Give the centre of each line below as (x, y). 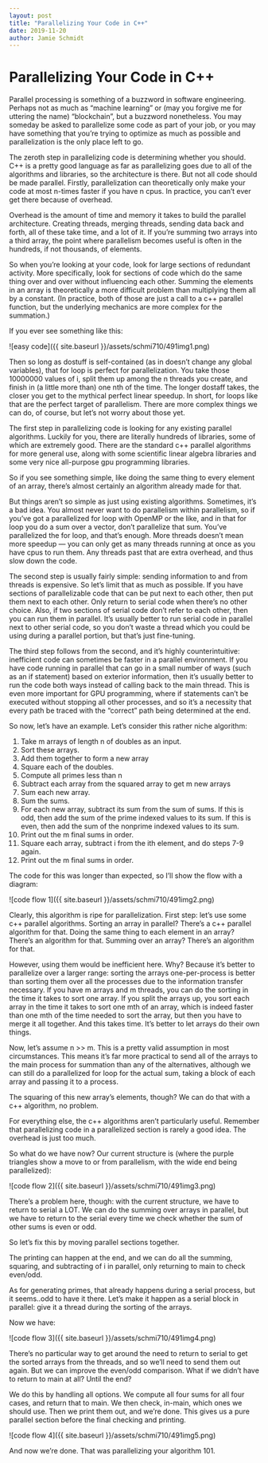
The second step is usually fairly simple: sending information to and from (128, 576)
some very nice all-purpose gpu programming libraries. (99, 462)
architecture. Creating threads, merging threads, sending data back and (126, 223)
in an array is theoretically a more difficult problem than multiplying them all (133, 290)
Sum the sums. (45, 801)
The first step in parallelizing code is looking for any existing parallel (120, 429)
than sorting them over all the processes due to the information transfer (126, 982)
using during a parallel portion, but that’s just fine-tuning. (102, 636)
